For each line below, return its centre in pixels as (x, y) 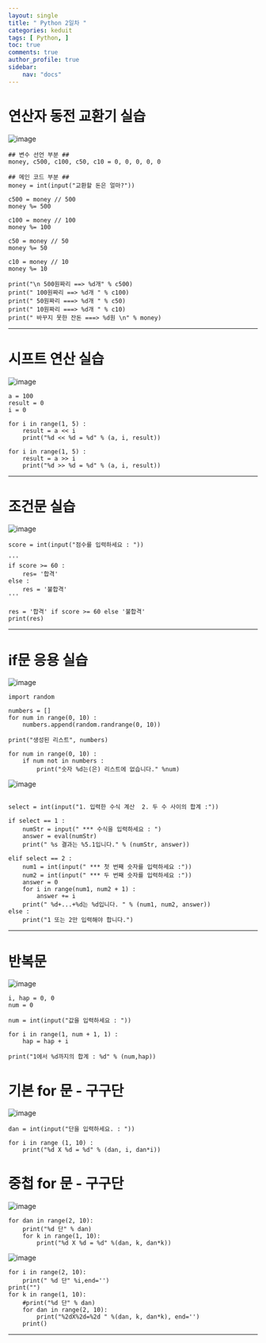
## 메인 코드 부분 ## (39, 177)
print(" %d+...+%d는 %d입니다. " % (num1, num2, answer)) (117, 905)
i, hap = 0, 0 (32, 999)
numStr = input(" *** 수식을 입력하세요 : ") (92, 829)
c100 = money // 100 (42, 220)
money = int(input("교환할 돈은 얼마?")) (72, 186)
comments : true (33, 52)
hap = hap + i (46, 1042)
